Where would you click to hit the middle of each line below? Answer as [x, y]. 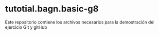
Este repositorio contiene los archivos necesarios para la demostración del [80, 22]
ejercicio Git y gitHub [26, 27]
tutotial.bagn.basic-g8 [52, 9]
